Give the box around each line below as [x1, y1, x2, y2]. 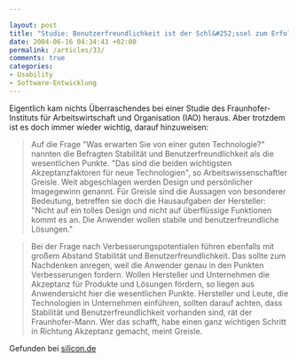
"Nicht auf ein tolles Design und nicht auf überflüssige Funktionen [30, 205, 272, 216]
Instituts [9, 112, 39, 122]
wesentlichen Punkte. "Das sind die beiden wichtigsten [30, 157, 232, 169]
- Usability [9, 70, 53, 80]
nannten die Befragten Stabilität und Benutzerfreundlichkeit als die [30, 148, 275, 159]
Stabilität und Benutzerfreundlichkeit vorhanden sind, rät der [30, 307, 253, 318]
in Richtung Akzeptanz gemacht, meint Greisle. [30, 326, 203, 336]
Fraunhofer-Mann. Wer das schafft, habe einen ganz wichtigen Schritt [30, 316, 286, 327]
